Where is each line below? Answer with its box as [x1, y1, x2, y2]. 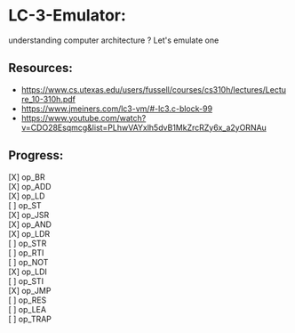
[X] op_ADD [8, 181, 52, 191]
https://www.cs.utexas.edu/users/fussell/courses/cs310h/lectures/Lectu [20, 84, 286, 94]
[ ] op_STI [8, 275, 44, 286]
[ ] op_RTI [8, 247, 44, 258]
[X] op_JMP [8, 285, 52, 296]
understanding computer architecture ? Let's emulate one [8, 35, 219, 45]
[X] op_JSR [8, 209, 50, 220]
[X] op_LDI [8, 266, 48, 277]
